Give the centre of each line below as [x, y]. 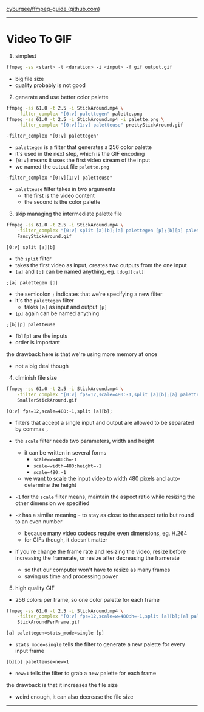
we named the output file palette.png [62, 167]
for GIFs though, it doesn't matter [66, 539]
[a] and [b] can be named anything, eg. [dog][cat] [80, 271]
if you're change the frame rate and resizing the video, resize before [100, 551]
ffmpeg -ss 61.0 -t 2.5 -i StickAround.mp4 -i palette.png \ [85, 119]
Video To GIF [39, 39]
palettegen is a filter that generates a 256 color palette [83, 147]
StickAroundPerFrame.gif [49, 622]
